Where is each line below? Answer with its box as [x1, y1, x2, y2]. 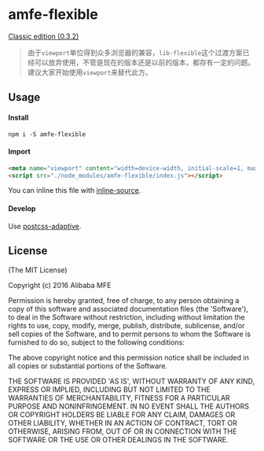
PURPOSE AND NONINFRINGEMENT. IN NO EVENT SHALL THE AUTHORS [8, 401, 250, 411]
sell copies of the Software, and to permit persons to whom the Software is [8, 329, 251, 338]
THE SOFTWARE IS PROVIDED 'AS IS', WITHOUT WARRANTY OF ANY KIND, [8, 376, 255, 386]
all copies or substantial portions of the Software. [8, 360, 167, 371]
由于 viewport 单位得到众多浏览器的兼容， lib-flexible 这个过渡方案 [27, 47, 243, 57]
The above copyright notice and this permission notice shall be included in [8, 353, 249, 362]
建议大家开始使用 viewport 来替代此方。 [27, 67, 153, 76]
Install [8, 113, 29, 122]
